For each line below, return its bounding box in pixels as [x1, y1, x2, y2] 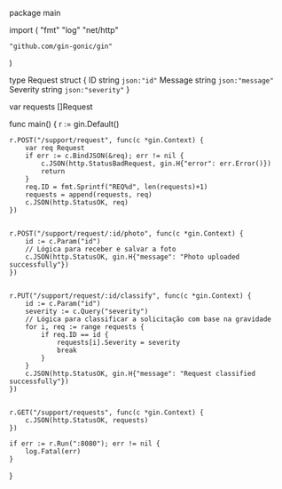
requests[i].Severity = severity [56, 338, 180, 347]
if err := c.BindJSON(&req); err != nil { [25, 151, 184, 160]
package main [9, 8, 61, 18]
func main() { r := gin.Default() [9, 119, 120, 129]
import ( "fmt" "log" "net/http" [9, 25, 119, 35]
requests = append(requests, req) [25, 190, 153, 199]
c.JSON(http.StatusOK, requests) [25, 416, 149, 425]
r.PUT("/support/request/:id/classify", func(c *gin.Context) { [9, 292, 252, 301]
